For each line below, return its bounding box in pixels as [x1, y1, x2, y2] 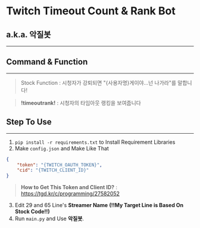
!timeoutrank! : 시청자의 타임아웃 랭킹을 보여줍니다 [20, 99, 142, 106]
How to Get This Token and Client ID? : [20, 184, 118, 191]
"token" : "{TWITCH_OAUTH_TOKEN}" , [17, 162, 102, 168]
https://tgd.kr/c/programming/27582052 [20, 190, 120, 198]
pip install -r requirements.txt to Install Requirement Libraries [14, 138, 176, 146]
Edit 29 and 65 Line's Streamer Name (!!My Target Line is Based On [14, 202, 184, 209]
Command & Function [6, 57, 88, 67]
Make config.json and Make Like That [14, 144, 109, 152]
